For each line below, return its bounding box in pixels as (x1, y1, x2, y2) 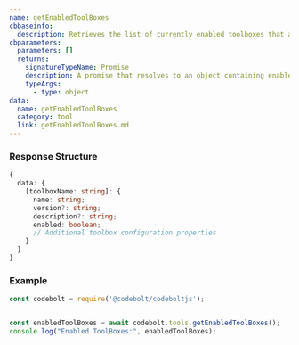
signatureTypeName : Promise (25, 63, 129, 72)
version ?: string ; (32, 203, 101, 212)
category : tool (17, 112, 74, 121)
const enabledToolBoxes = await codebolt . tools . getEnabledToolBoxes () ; (9, 318, 280, 328)
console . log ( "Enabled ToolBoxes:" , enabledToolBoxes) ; (9, 326, 217, 335)
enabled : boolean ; (32, 220, 101, 229)
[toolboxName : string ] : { (25, 187, 122, 196)
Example (9, 274, 48, 286)
